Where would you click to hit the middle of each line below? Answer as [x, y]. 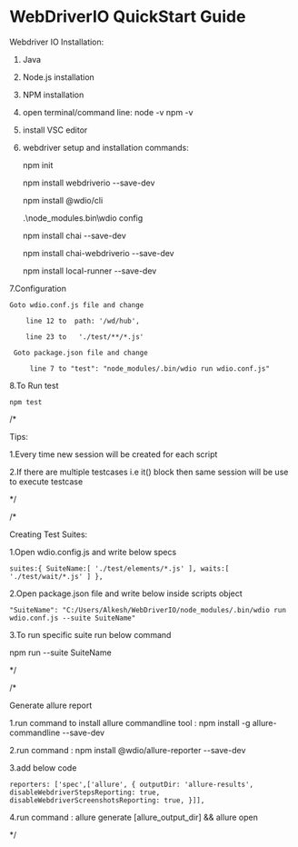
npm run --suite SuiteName [60, 653]
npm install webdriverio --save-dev [89, 183]
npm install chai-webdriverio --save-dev [98, 253]
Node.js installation [59, 77]
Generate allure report [51, 705]
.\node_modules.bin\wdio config [83, 218]
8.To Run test [34, 385]
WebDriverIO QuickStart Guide [128, 17]
